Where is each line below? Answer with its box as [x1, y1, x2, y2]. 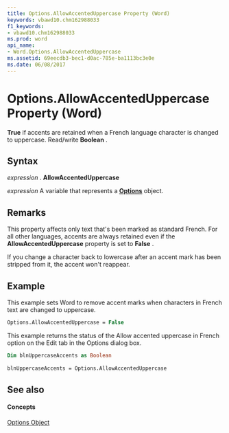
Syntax [7, 155, 38, 167]
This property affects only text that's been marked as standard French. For [7, 225, 218, 234]
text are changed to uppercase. [7, 306, 96, 313]
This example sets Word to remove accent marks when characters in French [7, 298, 223, 307]
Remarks [7, 207, 47, 219]
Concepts [7, 403, 36, 411]
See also [7, 384, 45, 395]
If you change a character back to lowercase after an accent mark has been [7, 253, 221, 261]
